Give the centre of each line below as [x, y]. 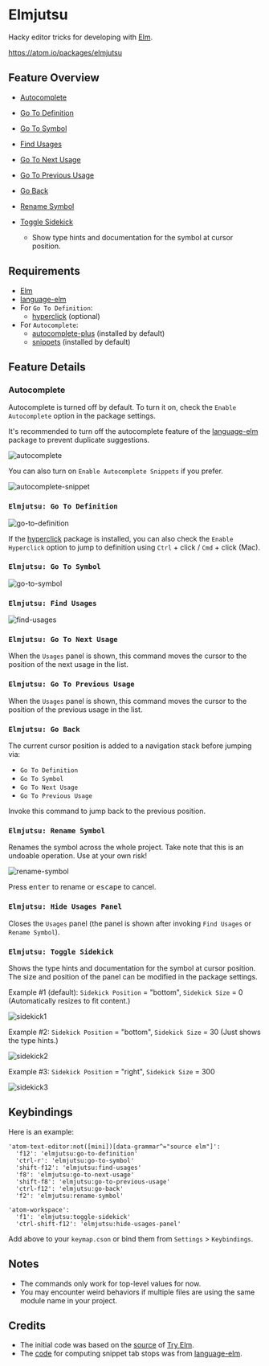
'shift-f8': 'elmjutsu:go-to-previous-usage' [93, 1182]
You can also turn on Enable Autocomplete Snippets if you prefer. [116, 471]
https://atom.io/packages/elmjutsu [65, 52]
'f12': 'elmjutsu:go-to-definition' [77, 1153]
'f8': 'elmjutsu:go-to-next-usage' [75, 1175]
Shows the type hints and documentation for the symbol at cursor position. [132, 968]
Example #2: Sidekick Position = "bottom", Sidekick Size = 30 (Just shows [134, 1032]
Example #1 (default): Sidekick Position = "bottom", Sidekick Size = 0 [126, 992]
